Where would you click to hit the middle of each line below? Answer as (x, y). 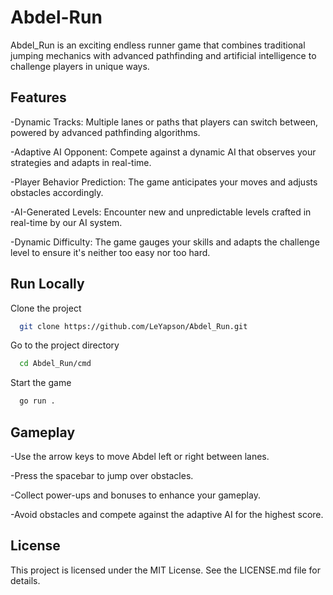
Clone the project (46, 308)
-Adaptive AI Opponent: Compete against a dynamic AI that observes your (163, 152)
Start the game (41, 383)
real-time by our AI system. (66, 222)
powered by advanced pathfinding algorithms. (105, 132)
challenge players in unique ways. (80, 66)
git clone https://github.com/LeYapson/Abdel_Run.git (133, 326)
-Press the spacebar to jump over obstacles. (102, 475)
